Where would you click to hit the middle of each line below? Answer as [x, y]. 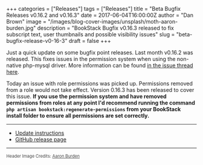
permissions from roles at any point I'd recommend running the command [101, 103]
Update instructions [40, 133]
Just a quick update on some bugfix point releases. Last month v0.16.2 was [100, 53]
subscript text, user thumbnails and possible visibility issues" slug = [91, 34]
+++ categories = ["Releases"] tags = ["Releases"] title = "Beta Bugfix [94, 9]
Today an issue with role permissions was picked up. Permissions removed [100, 83]
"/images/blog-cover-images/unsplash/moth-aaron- [113, 21]
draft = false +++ [90, 41]
